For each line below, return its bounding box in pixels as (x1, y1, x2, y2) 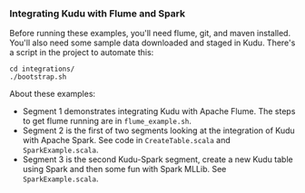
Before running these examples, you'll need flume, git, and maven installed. (9, 28, 291, 39)
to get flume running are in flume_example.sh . (22, 116, 192, 127)
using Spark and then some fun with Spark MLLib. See (22, 164, 227, 175)
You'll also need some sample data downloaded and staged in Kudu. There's (9, 37, 296, 48)
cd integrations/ (9, 64, 75, 74)
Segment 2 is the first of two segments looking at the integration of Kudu (22, 125, 295, 136)
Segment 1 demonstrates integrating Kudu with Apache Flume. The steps (22, 106, 296, 117)
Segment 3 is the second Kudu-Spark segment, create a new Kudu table (22, 154, 293, 165)
